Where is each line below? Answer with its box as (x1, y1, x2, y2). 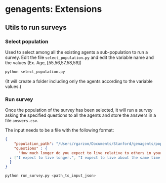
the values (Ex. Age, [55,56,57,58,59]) (5, 59, 82, 65)
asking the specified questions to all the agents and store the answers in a (5, 112, 157, 118)
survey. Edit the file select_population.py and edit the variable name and (5, 54, 154, 60)
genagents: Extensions (5, 3, 102, 15)
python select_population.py (5, 69, 65, 74)
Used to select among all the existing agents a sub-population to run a (5, 49, 148, 55)
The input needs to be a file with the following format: (5, 127, 114, 133)
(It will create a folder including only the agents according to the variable (5, 78, 153, 84)
